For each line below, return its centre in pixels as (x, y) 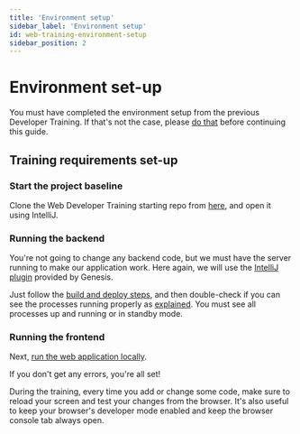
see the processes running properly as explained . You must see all (133, 304)
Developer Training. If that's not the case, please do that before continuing (148, 122)
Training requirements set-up (94, 160)
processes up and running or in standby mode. (96, 314)
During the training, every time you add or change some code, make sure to (150, 392)
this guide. (29, 132)
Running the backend (57, 238)
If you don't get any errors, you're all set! (85, 374)
